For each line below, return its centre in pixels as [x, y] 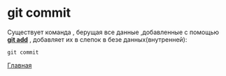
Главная [20, 65]
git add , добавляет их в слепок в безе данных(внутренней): [97, 39]
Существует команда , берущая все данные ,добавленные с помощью [113, 32]
